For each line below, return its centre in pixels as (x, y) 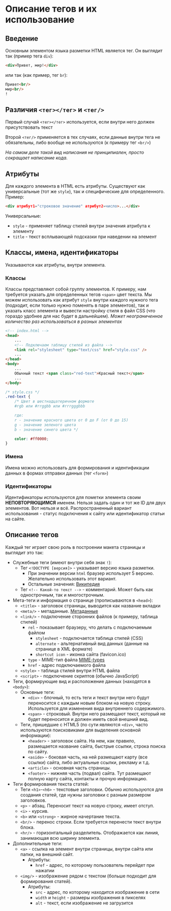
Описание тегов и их (51, 9)
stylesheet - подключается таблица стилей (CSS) (89, 638)
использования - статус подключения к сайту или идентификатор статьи (85, 513)
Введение (22, 38)
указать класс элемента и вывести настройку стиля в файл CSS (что (80, 311)
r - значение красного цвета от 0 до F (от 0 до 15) (72, 420)
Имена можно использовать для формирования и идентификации (77, 467)
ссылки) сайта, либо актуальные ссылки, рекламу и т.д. (89, 762)
